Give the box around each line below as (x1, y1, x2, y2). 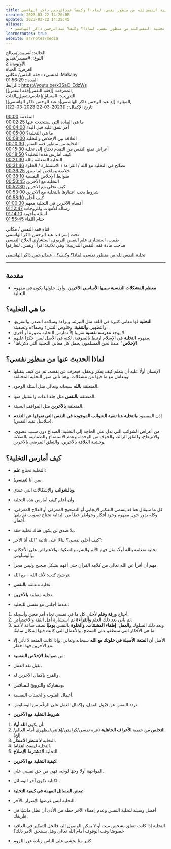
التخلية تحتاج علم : (13, 467, 46, 473)
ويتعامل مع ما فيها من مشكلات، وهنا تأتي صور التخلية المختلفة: (13, 374, 130, 380)
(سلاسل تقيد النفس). (13, 418, 53, 424)
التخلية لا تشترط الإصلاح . (13, 748, 59, 755)
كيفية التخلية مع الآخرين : (13, 758, 58, 764)
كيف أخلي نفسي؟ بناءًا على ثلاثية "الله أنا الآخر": (13, 537, 103, 543)
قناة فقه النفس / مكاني (6, 225, 50, 232)
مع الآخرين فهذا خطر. (13, 643, 54, 649)
